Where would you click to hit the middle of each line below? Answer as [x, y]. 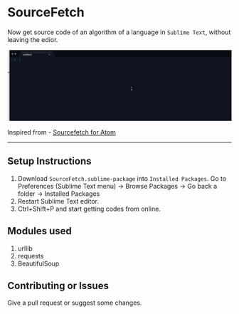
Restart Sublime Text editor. [58, 201]
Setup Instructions [49, 161]
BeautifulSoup [38, 263]
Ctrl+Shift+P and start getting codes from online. [89, 209]
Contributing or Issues [58, 286]
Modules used [40, 231]
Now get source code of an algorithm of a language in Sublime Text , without [119, 32]
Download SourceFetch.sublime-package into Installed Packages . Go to [122, 178]
